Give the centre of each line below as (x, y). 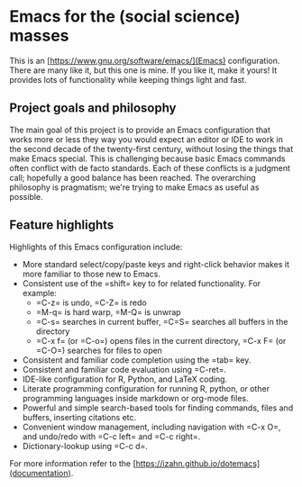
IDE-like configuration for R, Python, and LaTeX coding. (125, 379)
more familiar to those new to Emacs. (91, 274)
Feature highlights (62, 225)
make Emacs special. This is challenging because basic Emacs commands (147, 158)
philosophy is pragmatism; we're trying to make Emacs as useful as (134, 187)
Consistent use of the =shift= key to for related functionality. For (142, 283)
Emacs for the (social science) (125, 17)
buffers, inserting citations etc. (79, 417)
